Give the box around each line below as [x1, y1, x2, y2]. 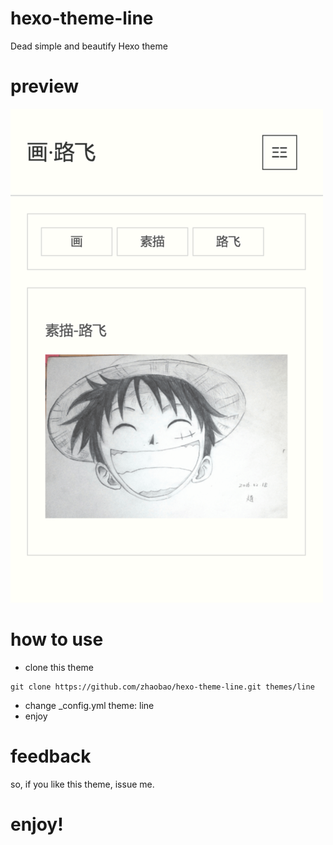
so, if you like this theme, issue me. [10, 778, 155, 790]
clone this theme [24, 661, 94, 673]
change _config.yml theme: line [24, 699, 155, 711]
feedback [10, 745, 92, 767]
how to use [10, 628, 104, 651]
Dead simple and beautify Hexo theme [10, 40, 168, 52]
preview [10, 75, 80, 98]
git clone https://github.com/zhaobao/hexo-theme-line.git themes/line [10, 682, 315, 692]
